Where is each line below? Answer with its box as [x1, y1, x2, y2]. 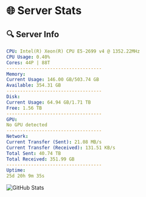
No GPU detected [6, 122, 47, 128]
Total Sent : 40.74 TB [6, 150, 61, 156]
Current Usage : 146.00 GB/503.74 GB [6, 77, 99, 83]
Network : [6, 134, 29, 140]
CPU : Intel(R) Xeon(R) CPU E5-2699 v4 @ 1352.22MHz [6, 48, 140, 54]
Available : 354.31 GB [6, 82, 61, 88]
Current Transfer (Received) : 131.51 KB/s [6, 145, 116, 151]
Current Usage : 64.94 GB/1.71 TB [6, 99, 91, 106]
